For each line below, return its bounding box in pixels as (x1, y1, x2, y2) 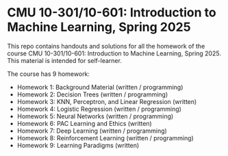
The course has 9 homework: (7, 70, 90, 78)
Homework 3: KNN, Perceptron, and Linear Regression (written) (16, 97, 197, 105)
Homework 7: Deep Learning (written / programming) (16, 127, 168, 135)
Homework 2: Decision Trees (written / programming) (16, 90, 168, 99)
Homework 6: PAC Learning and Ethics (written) (16, 119, 152, 127)
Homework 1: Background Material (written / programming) (16, 83, 183, 91)
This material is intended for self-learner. (7, 56, 122, 64)
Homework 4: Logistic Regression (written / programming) (16, 105, 181, 113)
